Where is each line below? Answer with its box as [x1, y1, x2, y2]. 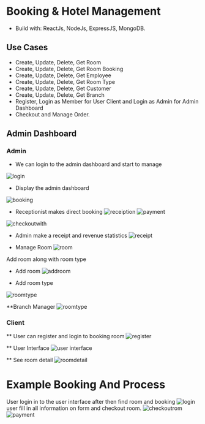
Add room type [15, 279, 54, 287]
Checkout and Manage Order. [15, 110, 90, 118]
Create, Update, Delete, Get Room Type [15, 78, 115, 85]
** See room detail [6, 356, 53, 363]
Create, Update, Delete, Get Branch [15, 91, 105, 99]
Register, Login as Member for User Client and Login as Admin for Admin [15, 97, 199, 105]
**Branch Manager [6, 303, 56, 311]
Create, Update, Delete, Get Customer [15, 85, 111, 92]
